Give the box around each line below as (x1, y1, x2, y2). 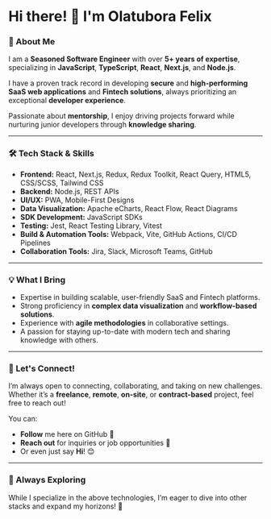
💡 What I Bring (8, 274, 66, 285)
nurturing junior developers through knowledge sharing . (8, 120, 197, 130)
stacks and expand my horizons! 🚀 (8, 501, 123, 511)
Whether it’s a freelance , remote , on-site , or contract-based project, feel (8, 390, 254, 400)
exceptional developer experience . (8, 96, 127, 106)
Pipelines (19, 238, 51, 247)
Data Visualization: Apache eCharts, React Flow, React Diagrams (19, 203, 238, 213)
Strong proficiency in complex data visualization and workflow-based (19, 301, 257, 311)
